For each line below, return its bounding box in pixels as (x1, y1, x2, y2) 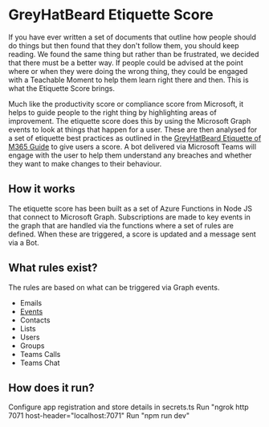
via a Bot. (8, 237, 40, 247)
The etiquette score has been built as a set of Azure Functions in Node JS (8, 203, 253, 213)
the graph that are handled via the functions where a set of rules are (8, 220, 234, 230)
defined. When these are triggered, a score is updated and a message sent (8, 229, 257, 239)
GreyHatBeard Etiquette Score (8, 6, 214, 24)
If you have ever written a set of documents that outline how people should (8, 32, 257, 42)
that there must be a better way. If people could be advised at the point (8, 58, 243, 68)
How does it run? (8, 380, 95, 395)
